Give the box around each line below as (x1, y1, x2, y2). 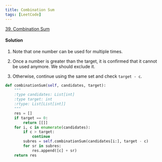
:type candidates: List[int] (14, 92, 75, 97)
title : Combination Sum (5, 7, 55, 13)
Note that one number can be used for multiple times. (12, 48, 123, 54)
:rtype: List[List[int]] (14, 101, 66, 107)
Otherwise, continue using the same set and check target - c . (12, 73, 142, 79)
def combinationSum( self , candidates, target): (5, 83, 106, 88)
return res (14, 152, 37, 158)
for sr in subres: (23, 143, 61, 148)
